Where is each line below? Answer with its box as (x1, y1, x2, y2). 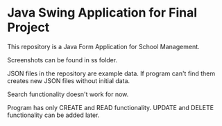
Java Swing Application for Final (7, 5, 198, 21)
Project (7, 19, 50, 35)
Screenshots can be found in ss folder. (7, 55, 118, 64)
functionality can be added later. (7, 111, 100, 119)
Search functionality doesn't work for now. (7, 90, 129, 98)
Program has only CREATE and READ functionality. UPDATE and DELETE (7, 103, 214, 111)
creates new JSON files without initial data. (7, 76, 130, 84)
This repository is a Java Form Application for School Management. (7, 42, 200, 51)
